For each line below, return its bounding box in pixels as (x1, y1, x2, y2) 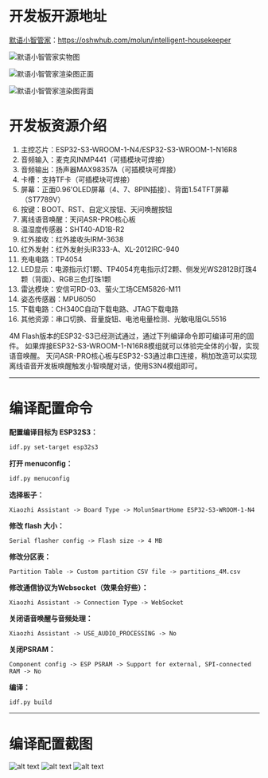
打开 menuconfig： (9, 458, 73, 468)
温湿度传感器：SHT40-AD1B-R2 (20, 224, 125, 234)
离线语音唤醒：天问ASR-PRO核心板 (20, 214, 136, 224)
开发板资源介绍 (9, 117, 107, 136)
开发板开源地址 (9, 7, 107, 26)
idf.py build (9, 698, 52, 706)
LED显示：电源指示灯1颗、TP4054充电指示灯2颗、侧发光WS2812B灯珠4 (20, 264, 258, 273)
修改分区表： (9, 552, 51, 561)
